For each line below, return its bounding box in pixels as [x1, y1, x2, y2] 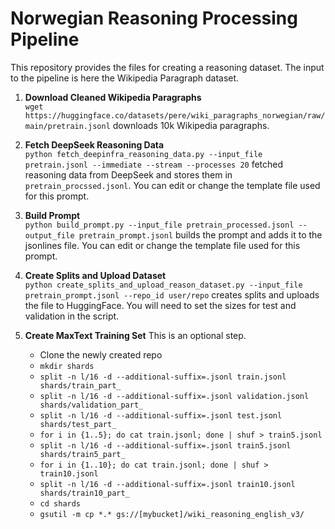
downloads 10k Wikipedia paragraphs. [112, 119, 270, 131]
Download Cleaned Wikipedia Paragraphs [24, 91, 202, 103]
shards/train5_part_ [39, 449, 126, 459]
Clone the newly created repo [39, 348, 163, 361]
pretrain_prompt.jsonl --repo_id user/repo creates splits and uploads [24, 288, 320, 301]
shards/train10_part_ [39, 488, 130, 498]
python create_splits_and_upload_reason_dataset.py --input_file [24, 280, 303, 290]
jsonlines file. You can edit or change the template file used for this [24, 239, 301, 251]
